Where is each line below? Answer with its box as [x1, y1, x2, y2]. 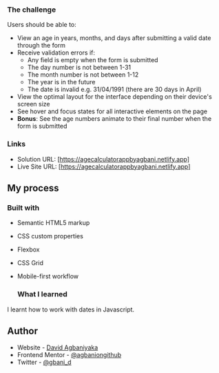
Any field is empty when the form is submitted [27, 56, 158, 64]
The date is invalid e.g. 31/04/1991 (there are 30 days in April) [27, 85, 202, 94]
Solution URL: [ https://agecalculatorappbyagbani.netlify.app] [17, 155, 190, 163]
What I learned [17, 289, 67, 299]
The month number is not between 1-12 [27, 70, 139, 79]
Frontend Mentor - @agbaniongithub [17, 351, 122, 359]
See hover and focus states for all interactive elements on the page [17, 107, 208, 115]
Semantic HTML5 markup [17, 219, 90, 227]
